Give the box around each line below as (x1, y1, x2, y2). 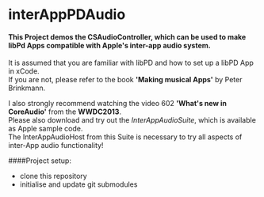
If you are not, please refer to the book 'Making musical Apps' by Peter (8, 75, 243, 85)
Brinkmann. (8, 83, 46, 93)
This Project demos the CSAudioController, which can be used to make (8, 32, 247, 41)
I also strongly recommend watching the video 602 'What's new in (8, 99, 228, 108)
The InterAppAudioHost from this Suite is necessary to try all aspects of (8, 132, 243, 142)
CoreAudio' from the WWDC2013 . (8, 107, 121, 116)
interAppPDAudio (8, 6, 126, 24)
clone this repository (19, 172, 87, 181)
